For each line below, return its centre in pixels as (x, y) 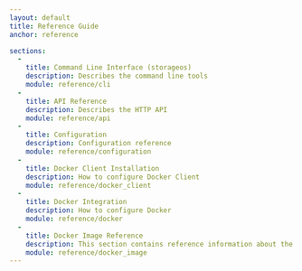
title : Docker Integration (76, 202)
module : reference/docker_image (86, 252)
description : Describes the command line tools (117, 76)
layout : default (40, 18)
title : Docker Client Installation (93, 168)
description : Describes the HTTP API (97, 109)
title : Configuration (66, 135)
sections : (28, 51)
